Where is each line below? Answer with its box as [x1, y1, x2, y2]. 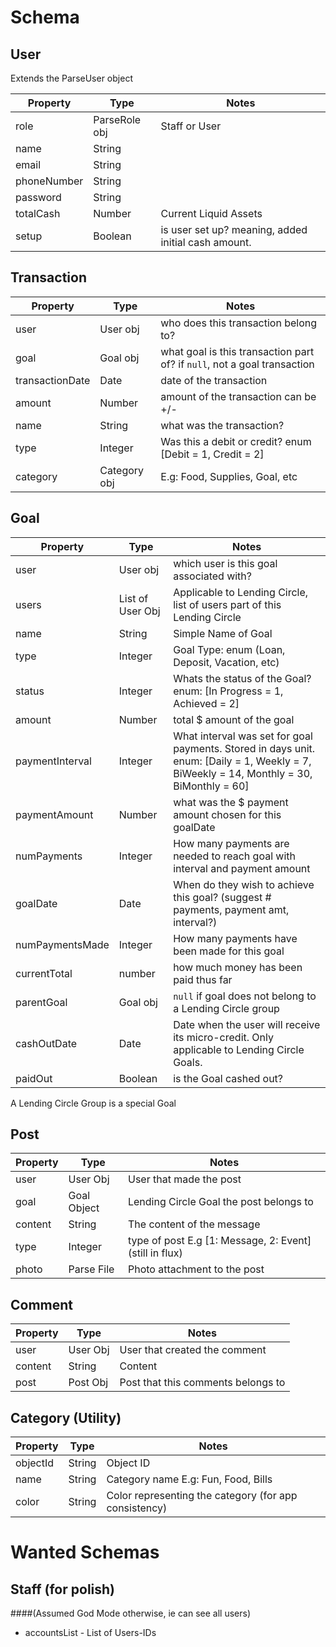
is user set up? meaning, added [160, 223, 308, 236]
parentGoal [15, 995, 68, 1009]
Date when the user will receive [173, 1017, 321, 1031]
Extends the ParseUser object [10, 72, 133, 84]
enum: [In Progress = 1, [173, 684, 284, 698]
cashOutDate [15, 1036, 78, 1050]
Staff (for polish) [10, 1581, 116, 1598]
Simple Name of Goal [173, 626, 273, 640]
